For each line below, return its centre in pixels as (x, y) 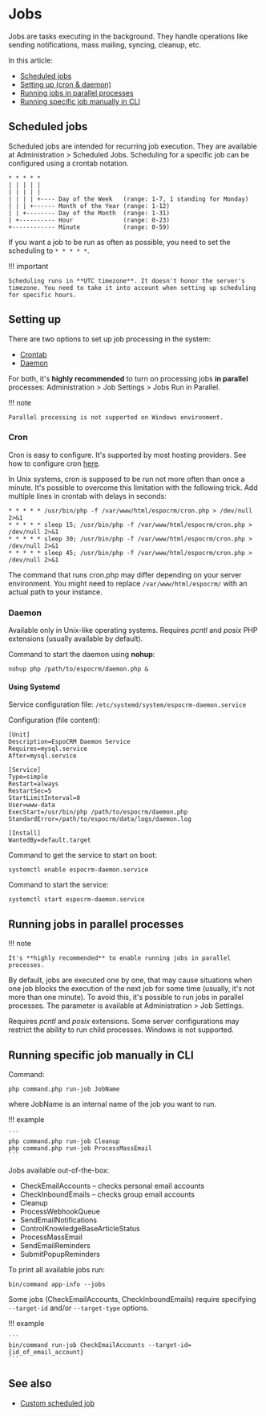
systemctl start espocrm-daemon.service (77, 900)
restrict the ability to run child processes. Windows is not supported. (121, 1030)
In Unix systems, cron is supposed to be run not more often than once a (127, 479)
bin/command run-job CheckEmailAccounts (77, 1345)
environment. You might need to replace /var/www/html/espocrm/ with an (128, 583)
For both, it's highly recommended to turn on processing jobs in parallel (128, 378)
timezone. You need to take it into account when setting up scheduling (132, 288)
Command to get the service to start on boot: (83, 855)
